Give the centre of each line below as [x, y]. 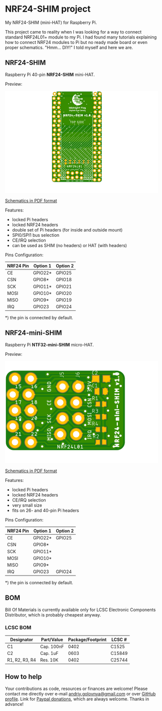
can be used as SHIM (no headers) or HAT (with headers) [69, 246]
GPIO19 [64, 300]
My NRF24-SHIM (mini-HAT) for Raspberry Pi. [51, 22]
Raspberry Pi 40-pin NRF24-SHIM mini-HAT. [50, 75]
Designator [21, 639]
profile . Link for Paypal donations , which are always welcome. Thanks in [77, 699]
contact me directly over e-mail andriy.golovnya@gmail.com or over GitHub [81, 693]
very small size [27, 505]
